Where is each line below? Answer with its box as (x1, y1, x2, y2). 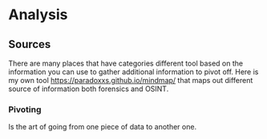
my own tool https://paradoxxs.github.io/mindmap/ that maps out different (8, 76, 253, 85)
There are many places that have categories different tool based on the (8, 58, 243, 68)
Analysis (8, 6, 68, 24)
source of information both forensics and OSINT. (8, 84, 169, 93)
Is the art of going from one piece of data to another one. (8, 122, 197, 132)
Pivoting (8, 104, 42, 115)
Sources (8, 38, 51, 51)
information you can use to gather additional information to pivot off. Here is (8, 67, 259, 77)
